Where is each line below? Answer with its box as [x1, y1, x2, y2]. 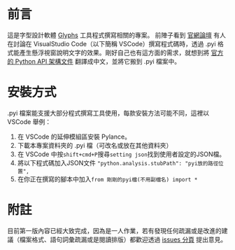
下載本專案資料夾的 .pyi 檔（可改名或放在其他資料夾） [17, 141, 173, 149]
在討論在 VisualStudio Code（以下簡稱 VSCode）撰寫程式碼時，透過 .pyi [7, 39, 216, 48]
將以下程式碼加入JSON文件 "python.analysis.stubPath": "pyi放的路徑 [17, 158, 219, 167]
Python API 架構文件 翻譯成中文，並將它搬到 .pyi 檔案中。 [15, 57, 181, 65]
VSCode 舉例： [7, 117, 51, 126]
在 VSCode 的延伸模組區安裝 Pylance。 [17, 132, 131, 141]
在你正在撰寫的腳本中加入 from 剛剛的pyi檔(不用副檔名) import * [17, 174, 198, 183]
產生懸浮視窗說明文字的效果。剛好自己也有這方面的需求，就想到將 [19, 48, 210, 57]
